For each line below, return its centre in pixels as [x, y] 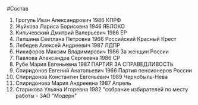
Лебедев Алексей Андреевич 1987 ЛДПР [68, 45]
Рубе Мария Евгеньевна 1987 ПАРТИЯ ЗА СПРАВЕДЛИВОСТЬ [95, 64]
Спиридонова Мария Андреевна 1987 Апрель [73, 83]
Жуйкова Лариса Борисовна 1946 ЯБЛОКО [70, 26]
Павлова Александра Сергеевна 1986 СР [68, 58]
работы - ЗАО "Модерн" [46, 96]
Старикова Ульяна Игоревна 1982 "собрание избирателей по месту [102, 89]
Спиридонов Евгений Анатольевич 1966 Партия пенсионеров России [103, 70]
